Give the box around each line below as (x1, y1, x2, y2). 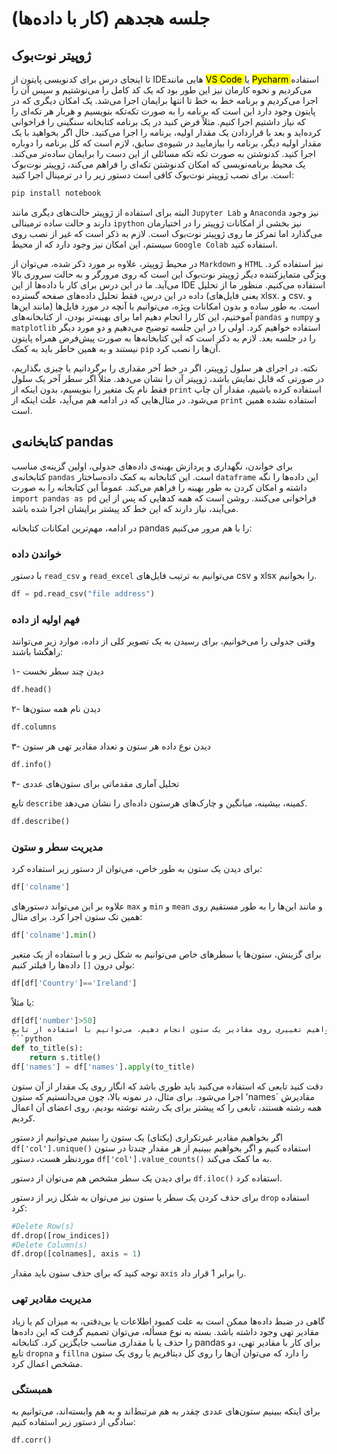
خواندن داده (11, 547, 62, 561)
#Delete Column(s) (11, 1240, 88, 1250)
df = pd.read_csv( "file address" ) (11, 588, 156, 599)
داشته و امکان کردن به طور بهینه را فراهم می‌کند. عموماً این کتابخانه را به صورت (11, 481, 308, 493)
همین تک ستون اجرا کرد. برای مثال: (11, 910, 143, 922)
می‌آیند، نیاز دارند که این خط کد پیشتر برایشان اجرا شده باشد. (11, 502, 239, 514)
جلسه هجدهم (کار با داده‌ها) (11, 7, 211, 30)
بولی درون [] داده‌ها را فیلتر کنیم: (11, 958, 136, 971)
